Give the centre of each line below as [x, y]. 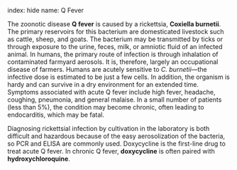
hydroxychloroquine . [39, 159]
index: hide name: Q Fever [45, 10]
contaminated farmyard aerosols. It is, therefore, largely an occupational [113, 62]
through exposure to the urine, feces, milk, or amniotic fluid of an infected [115, 47]
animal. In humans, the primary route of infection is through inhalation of [113, 54]
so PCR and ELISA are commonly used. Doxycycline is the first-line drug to [116, 144]
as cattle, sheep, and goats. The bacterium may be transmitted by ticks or [115, 39]
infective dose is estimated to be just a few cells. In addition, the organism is [119, 77]
